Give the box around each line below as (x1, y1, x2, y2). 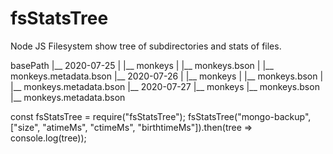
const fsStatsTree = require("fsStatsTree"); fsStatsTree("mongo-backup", (10, 110, 312, 122)
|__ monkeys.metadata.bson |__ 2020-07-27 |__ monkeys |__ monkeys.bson (10, 80, 320, 92)
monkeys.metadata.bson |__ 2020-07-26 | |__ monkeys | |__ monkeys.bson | (10, 70, 324, 82)
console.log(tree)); (10, 132, 87, 144)
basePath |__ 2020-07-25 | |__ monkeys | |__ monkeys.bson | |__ (10, 59, 274, 71)
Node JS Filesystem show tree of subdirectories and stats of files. (10, 40, 282, 52)
